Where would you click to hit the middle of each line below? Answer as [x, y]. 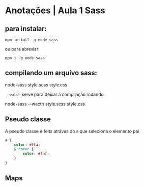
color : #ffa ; [27, 145]
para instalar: [26, 29]
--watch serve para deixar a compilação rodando [55, 94]
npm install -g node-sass [31, 40]
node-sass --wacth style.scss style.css [45, 104]
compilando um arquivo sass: [51, 73]
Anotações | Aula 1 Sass [55, 11]
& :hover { [24, 149]
